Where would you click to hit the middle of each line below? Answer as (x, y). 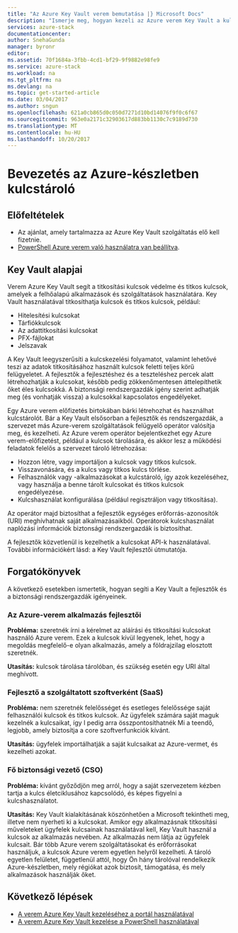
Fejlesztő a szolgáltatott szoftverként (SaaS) (85, 693)
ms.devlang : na (30, 86)
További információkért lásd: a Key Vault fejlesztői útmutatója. (97, 550)
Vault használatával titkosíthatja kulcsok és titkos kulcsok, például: (104, 302)
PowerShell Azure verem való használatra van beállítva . (98, 247)
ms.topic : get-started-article (53, 93)
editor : (19, 54)
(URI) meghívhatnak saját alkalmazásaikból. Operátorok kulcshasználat (111, 521)
